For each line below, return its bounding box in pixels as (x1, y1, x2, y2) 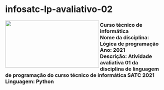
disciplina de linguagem (99, 65, 159, 72)
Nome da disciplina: (99, 34, 149, 41)
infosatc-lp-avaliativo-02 (5, 4, 113, 15)
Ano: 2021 (99, 47, 125, 54)
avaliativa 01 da (99, 59, 138, 66)
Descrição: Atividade (99, 53, 152, 60)
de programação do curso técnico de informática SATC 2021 (5, 72, 155, 79)
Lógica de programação (99, 40, 159, 47)
